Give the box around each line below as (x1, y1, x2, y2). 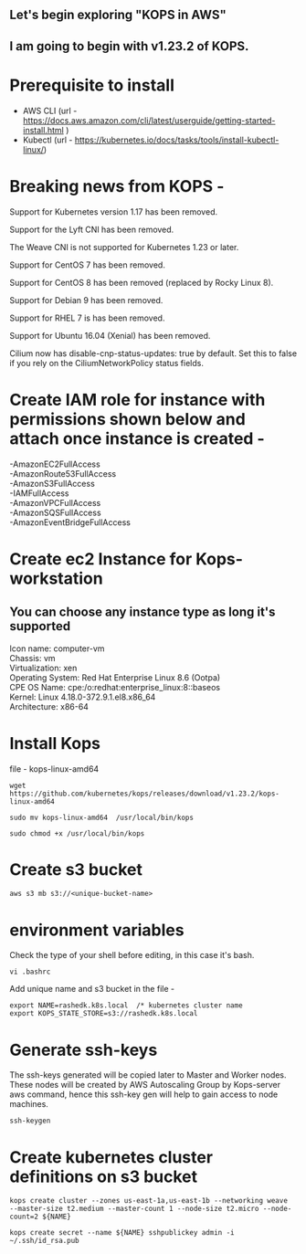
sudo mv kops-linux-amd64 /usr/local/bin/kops (9, 813, 195, 822)
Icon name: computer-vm (9, 643, 105, 654)
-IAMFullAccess (9, 488, 69, 499)
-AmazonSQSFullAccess (9, 507, 102, 518)
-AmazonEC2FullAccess (9, 458, 100, 469)
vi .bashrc (9, 967, 51, 976)
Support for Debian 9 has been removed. (9, 294, 164, 305)
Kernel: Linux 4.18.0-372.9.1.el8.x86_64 (9, 691, 156, 702)
